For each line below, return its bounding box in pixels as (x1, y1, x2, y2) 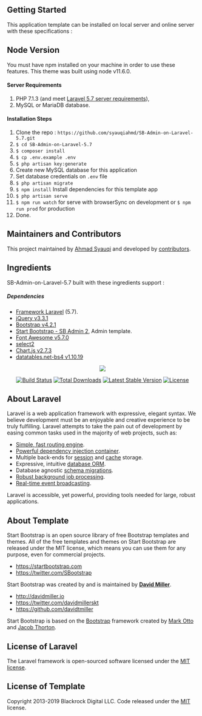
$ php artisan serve (15, 194, 68, 200)
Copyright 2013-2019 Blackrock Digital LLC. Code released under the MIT (7, 697, 190, 704)
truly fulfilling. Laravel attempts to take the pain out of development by (7, 423, 183, 430)
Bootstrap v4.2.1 (15, 321, 56, 328)
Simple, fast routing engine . (15, 441, 85, 448)
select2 (15, 340, 35, 348)
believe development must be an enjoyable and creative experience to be (7, 416, 190, 424)
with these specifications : (7, 27, 73, 35)
